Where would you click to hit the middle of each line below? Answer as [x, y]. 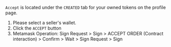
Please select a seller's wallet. [45, 23]
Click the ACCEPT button [37, 28]
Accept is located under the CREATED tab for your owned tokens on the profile [86, 7]
